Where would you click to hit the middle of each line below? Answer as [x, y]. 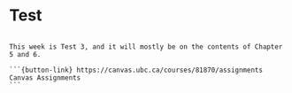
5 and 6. [25, 54]
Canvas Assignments [45, 77]
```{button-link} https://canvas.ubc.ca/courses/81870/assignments [136, 70]
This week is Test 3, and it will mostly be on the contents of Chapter [146, 46]
